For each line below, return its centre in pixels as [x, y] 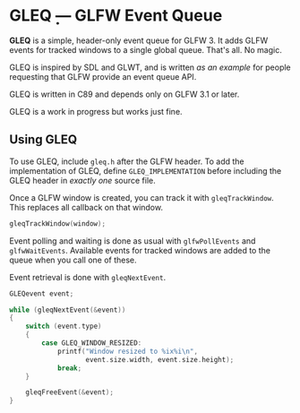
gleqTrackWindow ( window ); [57, 224]
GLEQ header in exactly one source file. [82, 180]
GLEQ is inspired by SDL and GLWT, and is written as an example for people [150, 67]
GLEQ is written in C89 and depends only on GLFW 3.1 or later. [124, 94]
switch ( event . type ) [64, 327]
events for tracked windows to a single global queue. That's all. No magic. [146, 49]
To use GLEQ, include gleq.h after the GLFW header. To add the [127, 161]
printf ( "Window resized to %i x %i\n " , [128, 351]
